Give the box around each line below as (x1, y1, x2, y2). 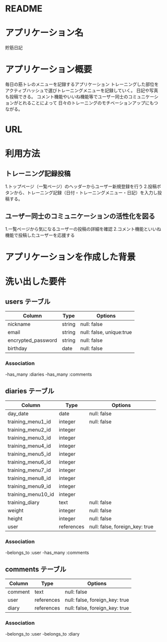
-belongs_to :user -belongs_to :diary (5, 631, 80, 637)
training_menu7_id (7, 467, 51, 474)
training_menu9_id (7, 483, 51, 490)
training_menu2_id (7, 426, 51, 433)
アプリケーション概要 (5, 64, 92, 75)
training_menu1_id (7, 418, 51, 425)
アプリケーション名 (5, 27, 83, 39)
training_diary (7, 499, 40, 506)
